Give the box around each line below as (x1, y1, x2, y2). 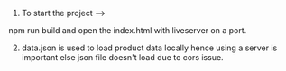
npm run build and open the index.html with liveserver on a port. (8, 25, 247, 35)
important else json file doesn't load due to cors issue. (21, 52, 224, 62)
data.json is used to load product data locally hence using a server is (21, 42, 278, 53)
